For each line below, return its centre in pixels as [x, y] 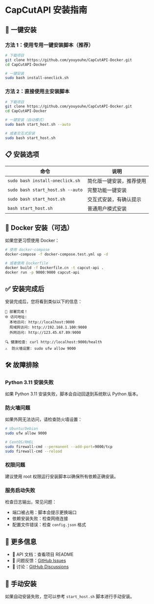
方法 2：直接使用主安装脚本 [37, 91]
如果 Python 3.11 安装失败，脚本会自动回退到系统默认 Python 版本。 [73, 394]
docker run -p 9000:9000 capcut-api [42, 272]
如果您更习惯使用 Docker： [32, 241]
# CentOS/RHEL [20, 442]
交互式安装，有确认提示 [114, 199]
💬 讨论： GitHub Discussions [40, 567]
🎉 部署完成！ [16, 312]
